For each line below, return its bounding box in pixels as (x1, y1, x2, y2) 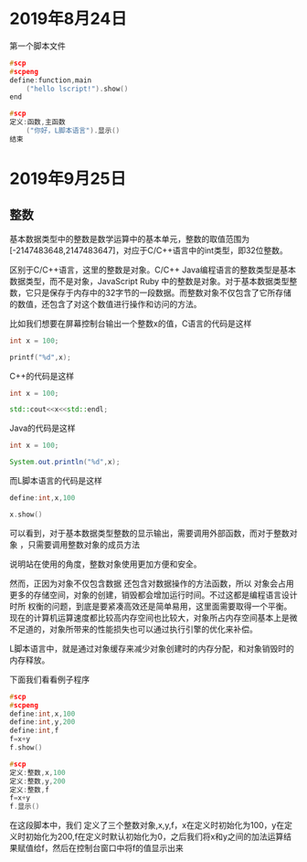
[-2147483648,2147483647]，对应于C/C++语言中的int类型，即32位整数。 (9, 244, 288, 256)
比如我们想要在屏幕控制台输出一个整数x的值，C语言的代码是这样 (9, 317, 252, 329)
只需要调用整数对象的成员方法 (26, 538, 140, 549)
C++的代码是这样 (9, 370, 75, 381)
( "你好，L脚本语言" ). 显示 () (26, 126, 121, 135)
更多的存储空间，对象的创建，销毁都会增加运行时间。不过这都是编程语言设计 (9, 589, 298, 600)
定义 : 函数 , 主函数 (9, 118, 66, 127)
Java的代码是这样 (9, 422, 76, 434)
